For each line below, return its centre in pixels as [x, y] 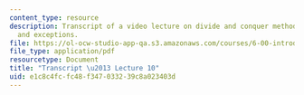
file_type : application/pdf [62, 52]
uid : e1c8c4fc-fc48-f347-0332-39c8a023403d [93, 77]
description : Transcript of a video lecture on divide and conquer [139, 26]
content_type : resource [54, 18]
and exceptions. [48, 34]
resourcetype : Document [54, 60]
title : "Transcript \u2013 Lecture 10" [85, 69]
